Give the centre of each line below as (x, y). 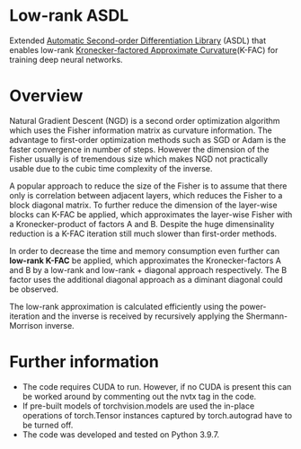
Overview (46, 96)
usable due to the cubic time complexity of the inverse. (111, 168)
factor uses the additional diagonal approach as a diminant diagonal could (146, 279)
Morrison (26, 325)
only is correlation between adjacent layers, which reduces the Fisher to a (146, 195)
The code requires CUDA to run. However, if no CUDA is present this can (157, 386)
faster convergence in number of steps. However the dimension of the (139, 149)
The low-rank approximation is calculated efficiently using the (124, 306)
